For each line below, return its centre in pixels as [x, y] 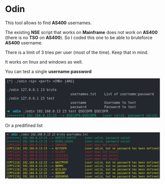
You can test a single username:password [48, 71]
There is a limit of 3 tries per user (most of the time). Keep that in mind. [77, 52]
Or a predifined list [24, 125]
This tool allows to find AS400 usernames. [48, 23]
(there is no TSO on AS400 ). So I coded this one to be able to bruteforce [79, 37]
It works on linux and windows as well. [44, 62]
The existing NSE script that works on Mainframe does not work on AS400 [82, 32]
